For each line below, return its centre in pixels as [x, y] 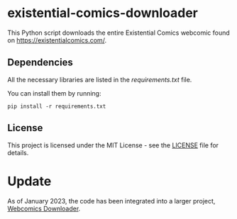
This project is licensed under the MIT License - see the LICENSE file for [113, 145]
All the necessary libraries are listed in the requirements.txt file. [100, 79]
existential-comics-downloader [103, 13]
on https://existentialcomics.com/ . [57, 40]
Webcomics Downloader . [44, 208]
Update [29, 181]
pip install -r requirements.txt [57, 106]
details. [18, 152]
